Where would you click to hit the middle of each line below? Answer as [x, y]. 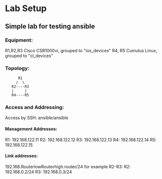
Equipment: [19, 40]
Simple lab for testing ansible [50, 26]
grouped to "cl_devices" [29, 56]
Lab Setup [26, 8]
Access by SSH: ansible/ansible [37, 118]
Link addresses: [21, 156]
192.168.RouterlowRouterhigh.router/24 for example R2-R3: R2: [68, 166]
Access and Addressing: [35, 107]
